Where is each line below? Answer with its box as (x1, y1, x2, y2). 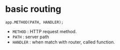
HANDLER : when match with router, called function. (12, 39, 115, 45)
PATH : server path (12, 34, 49, 40)
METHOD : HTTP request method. (12, 28, 77, 34)
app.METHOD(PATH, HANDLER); (5, 20, 64, 25)
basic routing (5, 3, 61, 15)
